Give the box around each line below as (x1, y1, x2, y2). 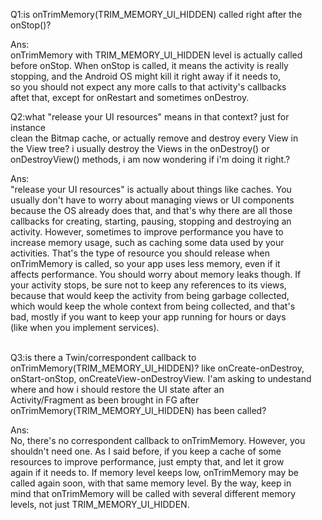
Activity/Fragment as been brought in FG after (10, 394, 200, 406)
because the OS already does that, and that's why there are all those (10, 205, 293, 216)
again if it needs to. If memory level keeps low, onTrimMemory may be (10, 467, 300, 478)
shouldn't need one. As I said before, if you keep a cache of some (10, 445, 282, 457)
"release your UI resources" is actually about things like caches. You (10, 184, 292, 195)
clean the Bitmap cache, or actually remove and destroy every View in (10, 132, 299, 144)
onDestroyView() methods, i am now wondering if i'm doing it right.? (10, 154, 291, 165)
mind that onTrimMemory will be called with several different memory (10, 488, 297, 499)
